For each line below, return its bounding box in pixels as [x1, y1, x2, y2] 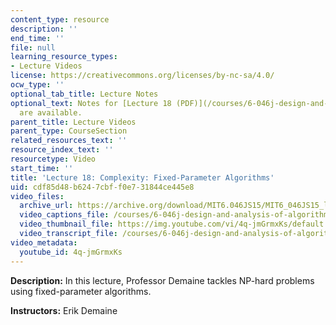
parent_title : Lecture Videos [10, 117, 137, 127]
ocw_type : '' [10, 80, 65, 90]
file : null [10, 42, 56, 53]
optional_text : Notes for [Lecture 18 [10, 98, 172, 108]
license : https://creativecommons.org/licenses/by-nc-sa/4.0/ [10, 71, 275, 81]
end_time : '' [10, 33, 65, 43]
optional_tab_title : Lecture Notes [10, 89, 159, 99]
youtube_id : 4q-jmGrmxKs [19, 247, 123, 257]
